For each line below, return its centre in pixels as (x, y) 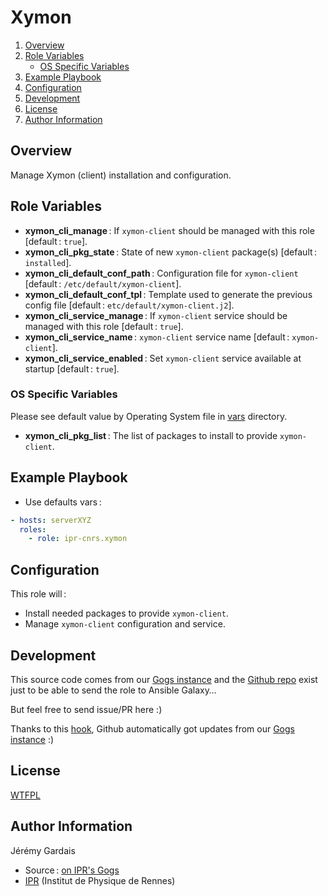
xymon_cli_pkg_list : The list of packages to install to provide (151, 435)
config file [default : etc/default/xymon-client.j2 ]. (129, 305)
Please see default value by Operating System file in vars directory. (149, 416)
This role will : (38, 594)
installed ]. (48, 262)
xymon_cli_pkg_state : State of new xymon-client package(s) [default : (171, 252)
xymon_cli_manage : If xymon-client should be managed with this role (169, 230)
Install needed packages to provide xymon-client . (126, 613)
